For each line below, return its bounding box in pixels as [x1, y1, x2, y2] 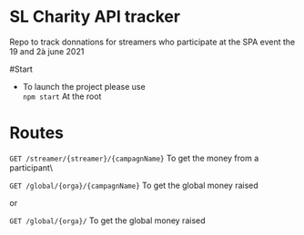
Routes [9, 122, 64, 143]
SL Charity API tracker [9, 6, 180, 27]
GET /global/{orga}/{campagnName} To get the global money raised [9, 180, 259, 191]
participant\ [9, 162, 53, 173]
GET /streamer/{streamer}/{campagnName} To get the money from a [9, 152, 259, 163]
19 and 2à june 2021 [9, 45, 85, 56]
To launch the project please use [22, 81, 146, 92]
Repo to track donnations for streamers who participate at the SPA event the [9, 36, 296, 47]
